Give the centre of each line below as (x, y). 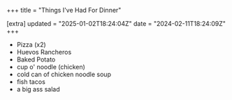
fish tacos (31, 82)
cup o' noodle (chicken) (51, 67)
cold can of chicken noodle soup (64, 74)
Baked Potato (36, 59)
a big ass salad (38, 89)
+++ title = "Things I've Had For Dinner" (64, 10)
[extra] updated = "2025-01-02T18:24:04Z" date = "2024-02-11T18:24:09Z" (116, 23)
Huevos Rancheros (44, 52)
